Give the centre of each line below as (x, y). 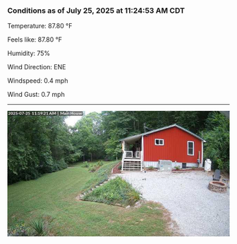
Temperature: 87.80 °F (40, 26)
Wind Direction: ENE (37, 67)
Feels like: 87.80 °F (35, 40)
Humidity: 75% (29, 53)
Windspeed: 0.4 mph (38, 81)
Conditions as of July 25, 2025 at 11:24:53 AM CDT (96, 11)
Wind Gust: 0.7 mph (36, 95)
